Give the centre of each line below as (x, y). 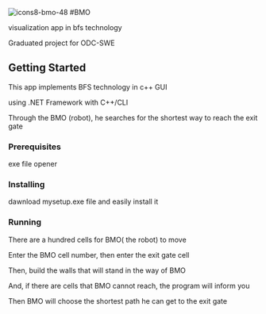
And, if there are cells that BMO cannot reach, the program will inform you (129, 285)
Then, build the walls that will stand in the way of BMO (97, 270)
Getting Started (47, 68)
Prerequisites (35, 147)
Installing (27, 185)
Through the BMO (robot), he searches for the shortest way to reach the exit (133, 117)
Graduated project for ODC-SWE (62, 43)
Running (25, 222)
